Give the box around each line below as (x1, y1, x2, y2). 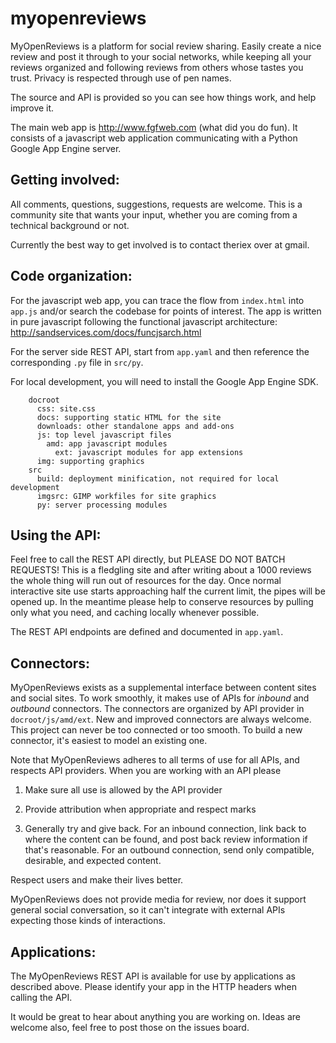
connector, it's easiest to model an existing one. (10, 735, 208, 747)
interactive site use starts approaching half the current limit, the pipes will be (10, 585, 326, 597)
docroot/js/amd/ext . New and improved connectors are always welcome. (10, 713, 312, 726)
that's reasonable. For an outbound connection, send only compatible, (24, 844, 315, 856)
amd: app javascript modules (46, 438, 168, 449)
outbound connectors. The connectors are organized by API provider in (10, 703, 305, 715)
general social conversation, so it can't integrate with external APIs (10, 904, 286, 916)
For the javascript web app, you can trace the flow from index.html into (10, 294, 305, 306)
